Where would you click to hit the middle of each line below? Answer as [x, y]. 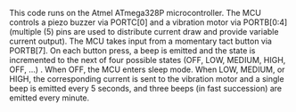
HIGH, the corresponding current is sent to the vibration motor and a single [147, 79]
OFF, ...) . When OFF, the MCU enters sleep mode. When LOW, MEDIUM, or [147, 69]
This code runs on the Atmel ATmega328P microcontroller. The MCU [135, 13]
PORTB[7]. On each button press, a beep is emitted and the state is [132, 51]
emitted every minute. [49, 98]
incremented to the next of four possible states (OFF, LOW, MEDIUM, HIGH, [148, 60]
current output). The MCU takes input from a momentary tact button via [140, 41]
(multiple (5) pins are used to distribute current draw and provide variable [144, 32]
